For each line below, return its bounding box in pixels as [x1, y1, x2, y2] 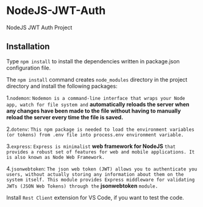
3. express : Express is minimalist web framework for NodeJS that [6, 142, 176, 150]
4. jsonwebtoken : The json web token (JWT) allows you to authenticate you [6, 165, 198, 172]
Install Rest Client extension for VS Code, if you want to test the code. [6, 194, 184, 201]
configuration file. [6, 64, 51, 71]
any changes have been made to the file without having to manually [6, 107, 181, 114]
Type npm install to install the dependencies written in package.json [6, 57, 180, 65]
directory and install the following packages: [6, 82, 118, 89]
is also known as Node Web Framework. [6, 154, 105, 160]
